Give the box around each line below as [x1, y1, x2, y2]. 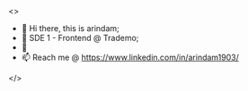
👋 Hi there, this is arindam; [21, 23, 120, 33]
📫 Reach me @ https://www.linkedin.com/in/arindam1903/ [21, 52, 239, 62]
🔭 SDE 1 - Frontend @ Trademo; [21, 33, 139, 43]
